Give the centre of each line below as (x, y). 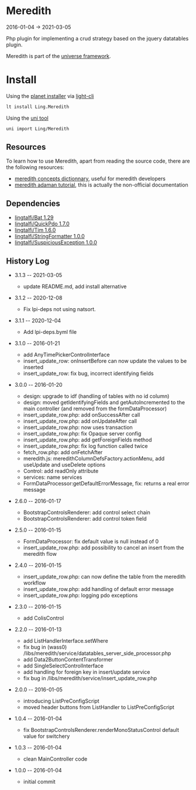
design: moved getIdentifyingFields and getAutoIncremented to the (104, 403)
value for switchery (47, 736)
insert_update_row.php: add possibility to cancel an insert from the (104, 548)
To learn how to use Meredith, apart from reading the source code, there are (98, 161)
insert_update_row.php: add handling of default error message (99, 589)
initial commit (39, 782)
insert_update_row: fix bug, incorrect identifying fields (88, 373)
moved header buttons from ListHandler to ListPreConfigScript (99, 707)
